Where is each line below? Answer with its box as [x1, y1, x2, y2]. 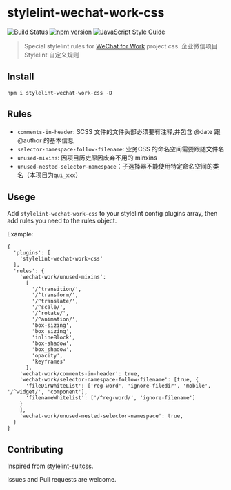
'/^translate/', [32, 298, 79, 305]
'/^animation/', [32, 316, 79, 323]
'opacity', [32, 352, 63, 359]
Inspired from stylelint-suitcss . [7, 462, 94, 471]
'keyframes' [32, 358, 67, 366]
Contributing [7, 444, 63, 455]
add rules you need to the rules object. [7, 216, 117, 225]
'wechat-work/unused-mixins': [19, 274, 107, 281]
